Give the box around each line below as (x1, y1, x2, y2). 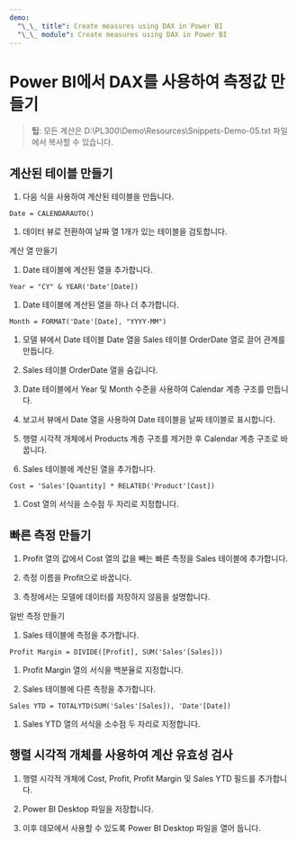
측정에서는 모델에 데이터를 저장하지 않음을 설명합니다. (22, 591, 211, 602)
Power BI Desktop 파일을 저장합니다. (22, 803, 154, 814)
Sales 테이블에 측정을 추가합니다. (22, 629, 139, 640)
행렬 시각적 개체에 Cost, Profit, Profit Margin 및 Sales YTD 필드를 (22, 773, 256, 783)
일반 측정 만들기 (9, 610, 66, 621)
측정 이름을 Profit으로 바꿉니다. (22, 572, 132, 583)
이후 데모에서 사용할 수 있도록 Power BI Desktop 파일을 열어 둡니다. (22, 822, 261, 833)
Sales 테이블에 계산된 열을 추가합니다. (22, 464, 156, 475)
